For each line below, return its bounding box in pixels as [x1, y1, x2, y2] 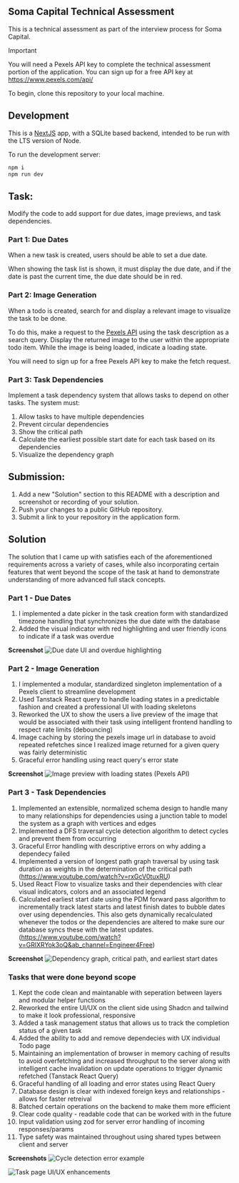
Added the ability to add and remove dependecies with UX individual [18, 1034, 220, 1042]
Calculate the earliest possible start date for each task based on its [18, 435, 215, 444]
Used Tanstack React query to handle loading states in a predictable [18, 695, 220, 704]
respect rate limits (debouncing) [18, 725, 113, 734]
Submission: [8, 471, 66, 483]
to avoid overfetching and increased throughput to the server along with [18, 1057, 230, 1065]
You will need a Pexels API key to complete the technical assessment [8, 60, 211, 69]
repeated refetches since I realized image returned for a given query [18, 741, 220, 749]
